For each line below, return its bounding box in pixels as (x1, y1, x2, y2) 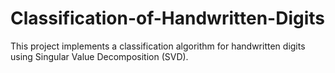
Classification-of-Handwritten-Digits (10, 7, 325, 30)
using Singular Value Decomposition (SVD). (10, 50, 189, 62)
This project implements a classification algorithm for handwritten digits (10, 40, 306, 52)
